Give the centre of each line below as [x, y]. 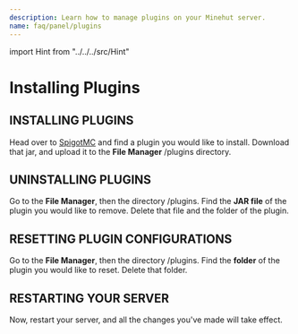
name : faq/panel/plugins [55, 26]
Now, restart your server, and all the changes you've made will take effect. [146, 320]
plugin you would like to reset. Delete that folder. [98, 270]
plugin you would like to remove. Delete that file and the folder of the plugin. [149, 210]
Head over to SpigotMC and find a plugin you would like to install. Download [149, 142]
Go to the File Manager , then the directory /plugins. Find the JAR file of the [148, 201]
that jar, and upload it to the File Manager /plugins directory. [120, 151]
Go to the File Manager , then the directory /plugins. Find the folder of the [145, 261]
